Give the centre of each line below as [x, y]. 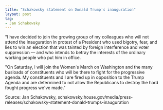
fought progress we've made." [35, 88]
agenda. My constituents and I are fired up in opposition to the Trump [75, 77]
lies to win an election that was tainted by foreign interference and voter [77, 47]
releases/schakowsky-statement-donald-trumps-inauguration [67, 102]
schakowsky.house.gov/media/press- [95, 97]
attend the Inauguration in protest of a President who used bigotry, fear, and [81, 42]
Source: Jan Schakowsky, [31, 97]
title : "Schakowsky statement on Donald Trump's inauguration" [71, 9]
